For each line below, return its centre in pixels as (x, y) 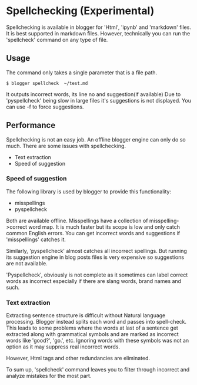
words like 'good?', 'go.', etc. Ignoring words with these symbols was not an (98, 341)
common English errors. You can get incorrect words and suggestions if (93, 233)
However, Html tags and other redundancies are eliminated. (78, 358)
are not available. (27, 263)
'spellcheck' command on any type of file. (57, 40)
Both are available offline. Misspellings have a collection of (77, 221)
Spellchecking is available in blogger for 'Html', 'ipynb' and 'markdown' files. (98, 27)
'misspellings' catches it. (36, 239)
